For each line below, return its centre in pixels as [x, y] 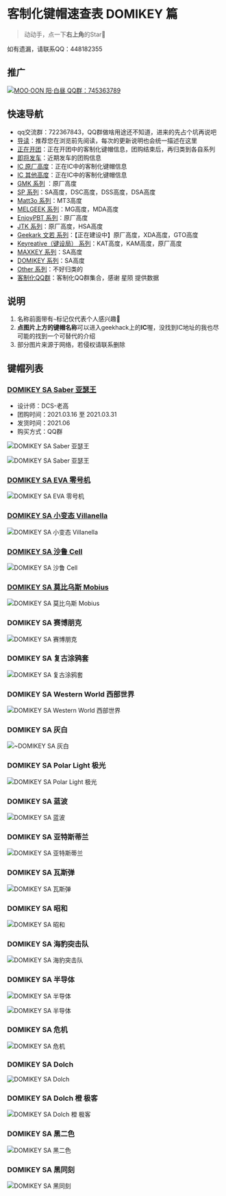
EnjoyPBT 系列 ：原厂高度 [52, 217]
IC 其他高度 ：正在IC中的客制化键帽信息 [72, 175]
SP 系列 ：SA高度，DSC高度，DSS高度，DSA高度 [86, 192]
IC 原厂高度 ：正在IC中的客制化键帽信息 [72, 166]
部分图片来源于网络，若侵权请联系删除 [71, 345]
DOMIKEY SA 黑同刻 [41, 1169]
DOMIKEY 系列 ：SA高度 [51, 260]
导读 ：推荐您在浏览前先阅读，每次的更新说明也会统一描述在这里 [107, 141]
